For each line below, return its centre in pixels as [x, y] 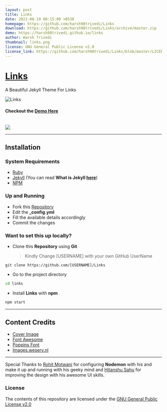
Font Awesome [28, 340]
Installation [23, 147]
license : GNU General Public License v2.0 [50, 47]
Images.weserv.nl [30, 350]
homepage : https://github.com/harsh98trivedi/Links [60, 24]
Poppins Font [26, 345]
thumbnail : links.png [28, 42]
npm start [15, 302]
